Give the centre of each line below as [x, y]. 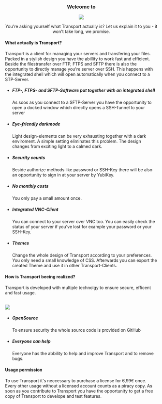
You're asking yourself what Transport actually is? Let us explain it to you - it [81, 26]
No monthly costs [30, 186]
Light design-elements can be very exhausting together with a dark [79, 136]
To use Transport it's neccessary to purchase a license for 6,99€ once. [76, 380]
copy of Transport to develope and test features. [53, 396]
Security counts [29, 158]
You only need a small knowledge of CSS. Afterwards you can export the [84, 260]
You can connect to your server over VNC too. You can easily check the [84, 222]
